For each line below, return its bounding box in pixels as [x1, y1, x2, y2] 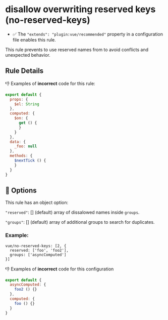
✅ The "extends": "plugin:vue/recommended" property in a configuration [12, 31, 163, 37]
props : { [10, 97, 28, 102]
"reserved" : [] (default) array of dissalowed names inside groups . [5, 209, 140, 216]
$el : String [14, 101, 39, 107]
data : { [10, 139, 26, 144]
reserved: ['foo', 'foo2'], [10, 248, 69, 253]
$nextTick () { [14, 158, 46, 163]
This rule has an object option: [5, 199, 69, 206]
